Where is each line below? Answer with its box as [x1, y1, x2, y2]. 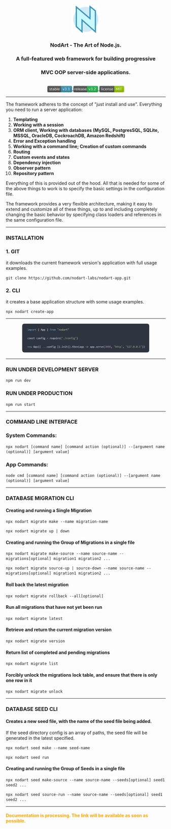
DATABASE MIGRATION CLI [6, 495, 74, 502]
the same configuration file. [6, 217, 63, 223]
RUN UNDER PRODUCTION [6, 390, 73, 397]
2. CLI [6, 287, 21, 294]
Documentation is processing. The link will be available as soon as [6, 812, 149, 819]
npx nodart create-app [6, 309, 54, 314]
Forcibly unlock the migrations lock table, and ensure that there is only [6, 672, 158, 678]
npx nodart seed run [6, 755, 50, 760]
